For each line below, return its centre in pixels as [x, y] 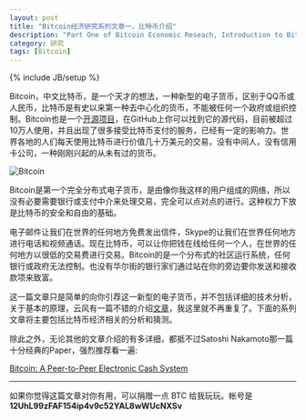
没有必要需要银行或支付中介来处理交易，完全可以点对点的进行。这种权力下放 [153, 202]
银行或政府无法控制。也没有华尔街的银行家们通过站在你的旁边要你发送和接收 [153, 266]
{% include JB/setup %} [55, 77]
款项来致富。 [33, 277]
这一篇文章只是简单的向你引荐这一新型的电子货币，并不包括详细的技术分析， [153, 297]
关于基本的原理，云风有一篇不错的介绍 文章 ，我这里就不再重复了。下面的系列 [153, 308]
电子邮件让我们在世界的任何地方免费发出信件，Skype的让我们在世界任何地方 [153, 232]
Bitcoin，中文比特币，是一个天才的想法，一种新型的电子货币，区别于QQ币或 [152, 96]
